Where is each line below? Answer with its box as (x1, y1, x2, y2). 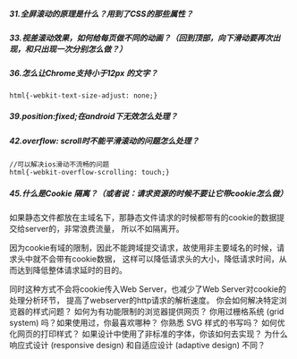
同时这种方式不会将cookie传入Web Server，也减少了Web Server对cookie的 (9, 284, 286, 295)
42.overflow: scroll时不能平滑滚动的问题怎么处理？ (9, 135, 199, 146)
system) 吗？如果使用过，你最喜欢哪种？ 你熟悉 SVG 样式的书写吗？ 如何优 (9, 318, 285, 329)
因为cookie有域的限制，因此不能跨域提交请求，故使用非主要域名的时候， (9, 243, 277, 253)
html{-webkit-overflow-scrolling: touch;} (9, 168, 170, 177)
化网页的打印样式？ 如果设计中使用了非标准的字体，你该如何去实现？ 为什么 (9, 329, 288, 339)
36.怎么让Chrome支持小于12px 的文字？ (9, 68, 158, 79)
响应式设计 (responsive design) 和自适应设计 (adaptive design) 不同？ (9, 340, 266, 351)
